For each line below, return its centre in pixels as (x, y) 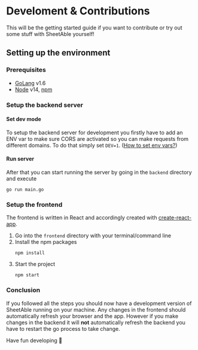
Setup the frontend (34, 204)
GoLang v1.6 (30, 83)
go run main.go (25, 189)
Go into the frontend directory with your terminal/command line (93, 236)
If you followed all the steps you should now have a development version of (99, 303)
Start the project (35, 264)
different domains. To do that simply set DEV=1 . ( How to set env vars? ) (92, 145)
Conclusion (23, 290)
